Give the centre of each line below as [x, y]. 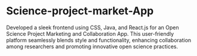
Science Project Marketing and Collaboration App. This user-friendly [90, 33]
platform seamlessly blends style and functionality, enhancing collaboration [99, 40]
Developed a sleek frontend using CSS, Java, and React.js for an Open [93, 27]
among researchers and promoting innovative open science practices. [92, 46]
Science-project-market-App [80, 11]
